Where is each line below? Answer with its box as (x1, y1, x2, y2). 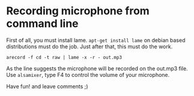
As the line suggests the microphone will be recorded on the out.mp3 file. (6, 64, 188, 72)
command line (6, 17, 79, 30)
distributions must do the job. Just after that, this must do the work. (6, 43, 173, 50)
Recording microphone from (6, 4, 150, 18)
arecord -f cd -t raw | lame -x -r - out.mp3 (6, 54, 122, 60)
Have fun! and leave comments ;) (6, 82, 88, 90)
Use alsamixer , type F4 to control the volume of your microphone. (6, 71, 170, 78)
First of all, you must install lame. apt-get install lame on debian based (6, 36, 186, 44)
